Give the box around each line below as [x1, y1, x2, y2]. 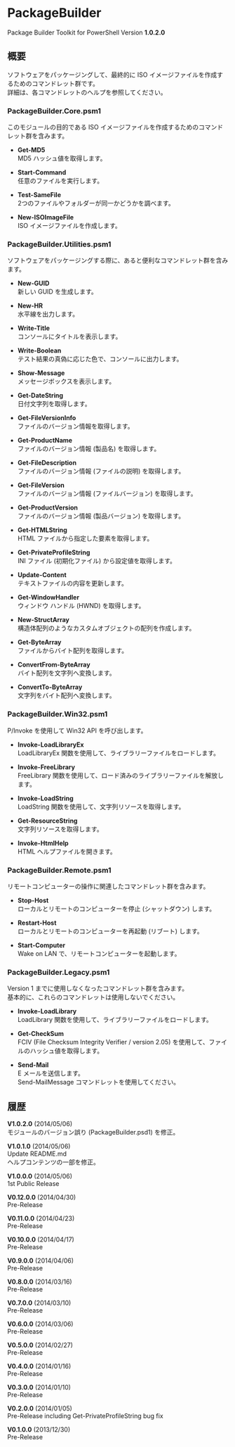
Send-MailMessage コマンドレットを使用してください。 [17, 1078, 180, 1087]
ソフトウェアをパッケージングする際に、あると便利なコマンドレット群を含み [7, 256, 229, 265]
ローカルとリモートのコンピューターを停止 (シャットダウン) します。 [17, 904, 216, 913]
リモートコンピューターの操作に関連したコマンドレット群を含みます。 [7, 882, 210, 890]
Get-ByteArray [17, 638, 62, 647]
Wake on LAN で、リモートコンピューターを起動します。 [17, 949, 181, 958]
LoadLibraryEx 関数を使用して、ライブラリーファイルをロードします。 [17, 748, 220, 757]
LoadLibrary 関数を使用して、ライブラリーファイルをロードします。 [17, 1016, 213, 1024]
